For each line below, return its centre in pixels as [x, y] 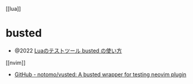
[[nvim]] [16, 62]
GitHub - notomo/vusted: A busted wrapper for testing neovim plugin [100, 74]
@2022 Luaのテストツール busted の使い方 [68, 50]
